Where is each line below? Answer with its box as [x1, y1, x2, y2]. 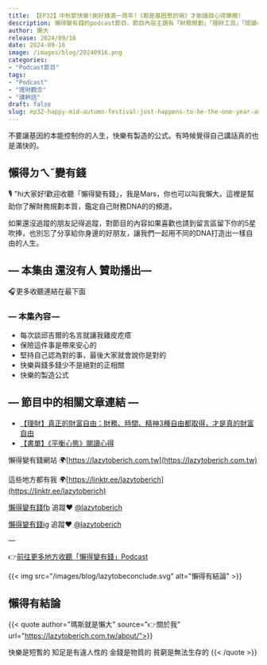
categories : [8, 57, 48, 65]
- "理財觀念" [8, 85, 47, 94]
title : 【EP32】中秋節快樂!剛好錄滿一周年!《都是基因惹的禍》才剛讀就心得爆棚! [8, 11, 242, 20]
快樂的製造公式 [19, 370, 69, 379]
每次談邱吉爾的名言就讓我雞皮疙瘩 [19, 330, 132, 339]
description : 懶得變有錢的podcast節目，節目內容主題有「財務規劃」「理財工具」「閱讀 [8, 19, 257, 27]
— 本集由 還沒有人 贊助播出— [8, 264, 152, 277]
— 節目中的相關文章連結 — [8, 396, 139, 409]
